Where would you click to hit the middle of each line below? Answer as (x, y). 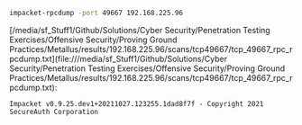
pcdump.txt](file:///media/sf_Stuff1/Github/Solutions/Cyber (119, 58)
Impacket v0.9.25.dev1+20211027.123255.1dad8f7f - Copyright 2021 (137, 103)
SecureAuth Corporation (54, 112)
